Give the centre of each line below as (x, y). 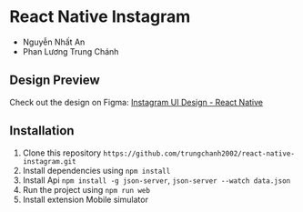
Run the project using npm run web (86, 189)
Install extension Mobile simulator (85, 199)
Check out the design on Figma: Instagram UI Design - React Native (136, 102)
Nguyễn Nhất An (54, 42)
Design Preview (55, 81)
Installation (42, 131)
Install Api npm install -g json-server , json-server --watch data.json (157, 180)
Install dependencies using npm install (96, 170)
